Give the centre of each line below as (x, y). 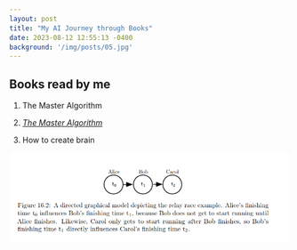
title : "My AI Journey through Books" (81, 28)
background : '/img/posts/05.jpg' (71, 47)
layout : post (33, 19)
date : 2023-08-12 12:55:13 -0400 (71, 37)
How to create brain (58, 140)
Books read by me (60, 84)
